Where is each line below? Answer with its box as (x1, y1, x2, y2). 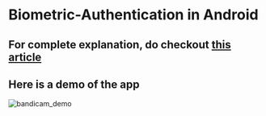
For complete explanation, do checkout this (8, 38, 232, 52)
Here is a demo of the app (8, 77, 140, 91)
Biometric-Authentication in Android (8, 6, 259, 24)
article (8, 50, 42, 64)
